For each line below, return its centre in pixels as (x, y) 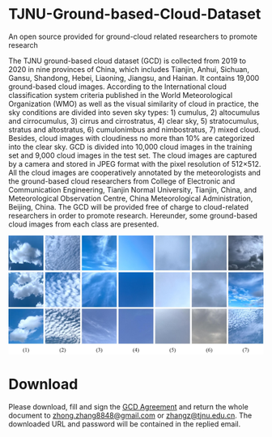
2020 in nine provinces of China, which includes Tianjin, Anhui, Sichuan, (129, 69)
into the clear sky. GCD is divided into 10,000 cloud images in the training (130, 146)
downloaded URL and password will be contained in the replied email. (125, 424)
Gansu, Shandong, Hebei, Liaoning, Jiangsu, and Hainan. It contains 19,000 (134, 78)
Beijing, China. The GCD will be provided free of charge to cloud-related (129, 206)
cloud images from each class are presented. (84, 224)
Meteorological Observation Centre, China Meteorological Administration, (131, 198)
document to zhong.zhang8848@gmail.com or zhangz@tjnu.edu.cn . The (130, 415)
